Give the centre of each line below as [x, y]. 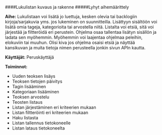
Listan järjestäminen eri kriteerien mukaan [54, 107]
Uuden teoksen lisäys [34, 76]
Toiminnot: [16, 67]
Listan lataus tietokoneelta [38, 128]
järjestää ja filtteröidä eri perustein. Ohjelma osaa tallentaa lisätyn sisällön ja [81, 32]
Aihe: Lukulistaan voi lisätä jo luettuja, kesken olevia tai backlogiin [71, 16]
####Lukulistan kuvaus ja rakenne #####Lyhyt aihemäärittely [67, 7]
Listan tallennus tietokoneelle [41, 123]
